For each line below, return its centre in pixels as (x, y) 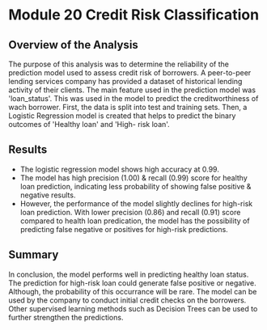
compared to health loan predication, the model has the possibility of (135, 221)
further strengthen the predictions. (66, 317)
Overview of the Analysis (74, 45)
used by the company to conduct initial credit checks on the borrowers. (127, 300)
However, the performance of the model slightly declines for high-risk (136, 203)
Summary (34, 255)
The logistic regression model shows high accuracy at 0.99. (120, 169)
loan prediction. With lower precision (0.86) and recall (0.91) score (130, 212)
